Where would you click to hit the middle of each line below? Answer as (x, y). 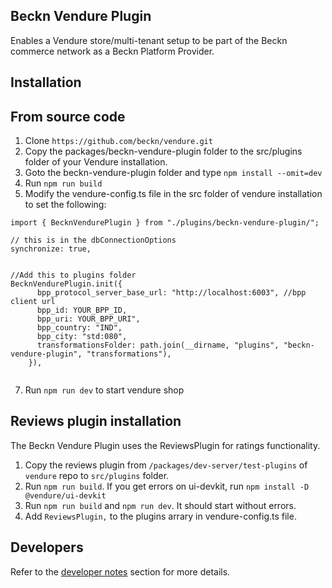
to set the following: (65, 205)
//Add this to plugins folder (73, 275)
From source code (68, 116)
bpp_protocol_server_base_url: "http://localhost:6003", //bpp (171, 293)
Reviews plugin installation (96, 421)
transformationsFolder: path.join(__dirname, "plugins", (158, 345)
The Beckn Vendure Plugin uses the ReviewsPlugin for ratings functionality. (165, 445)
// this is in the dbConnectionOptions (93, 240)
